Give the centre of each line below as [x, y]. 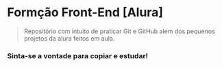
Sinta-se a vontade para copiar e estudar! [78, 55]
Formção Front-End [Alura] [85, 13]
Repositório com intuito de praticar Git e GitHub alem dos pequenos [120, 31]
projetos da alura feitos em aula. [69, 38]
